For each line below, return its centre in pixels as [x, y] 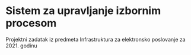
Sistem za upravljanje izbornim [83, 11]
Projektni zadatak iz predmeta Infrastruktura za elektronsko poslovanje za [95, 39]
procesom [31, 23]
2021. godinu [22, 46]
